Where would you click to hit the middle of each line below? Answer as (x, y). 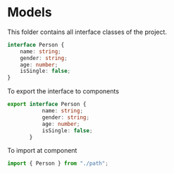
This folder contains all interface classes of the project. (87, 32)
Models (30, 12)
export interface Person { (47, 104)
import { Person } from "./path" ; (58, 163)
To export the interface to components (63, 91)
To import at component (42, 151)
